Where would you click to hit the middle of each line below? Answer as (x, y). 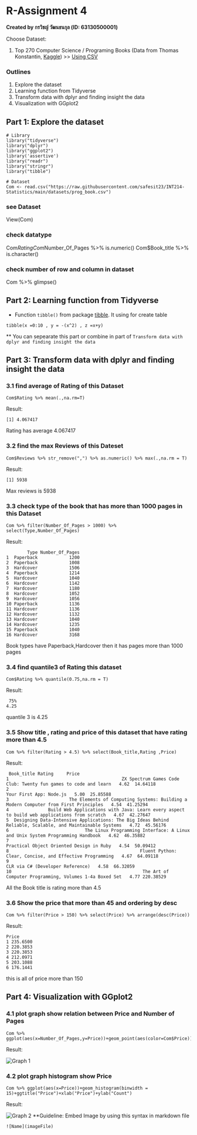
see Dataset (23, 207)
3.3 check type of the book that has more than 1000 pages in (94, 506)
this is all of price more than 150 (45, 978)
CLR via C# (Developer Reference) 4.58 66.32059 (70, 866)
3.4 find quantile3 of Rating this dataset (64, 667)
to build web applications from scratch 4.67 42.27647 (78, 815)
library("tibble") (28, 172)
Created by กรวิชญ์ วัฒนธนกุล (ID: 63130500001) (62, 27)
